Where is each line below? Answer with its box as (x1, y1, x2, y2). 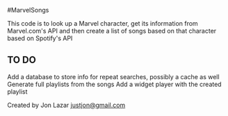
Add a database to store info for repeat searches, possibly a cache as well (7, 72, 220, 81)
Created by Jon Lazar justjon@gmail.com (7, 101, 126, 109)
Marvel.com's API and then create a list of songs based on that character (7, 27, 217, 35)
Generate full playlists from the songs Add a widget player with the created (7, 80, 222, 88)
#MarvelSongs (7, 6, 49, 14)
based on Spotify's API (7, 34, 73, 42)
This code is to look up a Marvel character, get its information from (7, 19, 198, 27)
